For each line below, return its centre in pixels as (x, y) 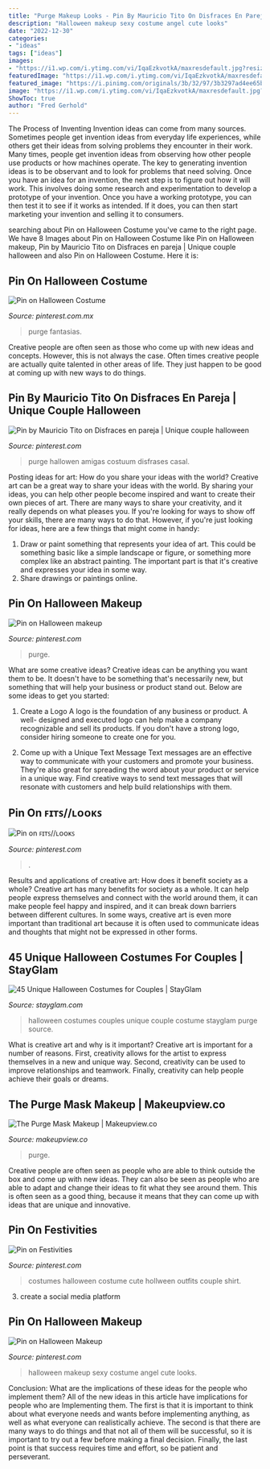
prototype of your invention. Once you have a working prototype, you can (130, 197)
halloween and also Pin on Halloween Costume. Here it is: (104, 255)
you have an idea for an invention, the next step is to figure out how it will (129, 180)
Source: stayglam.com (46, 1005)
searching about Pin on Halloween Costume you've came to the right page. (133, 230)
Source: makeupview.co (48, 1139)
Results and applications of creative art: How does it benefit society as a (128, 881)
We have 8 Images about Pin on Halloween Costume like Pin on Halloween (131, 239)
